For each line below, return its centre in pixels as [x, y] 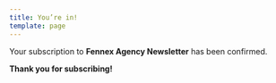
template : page [38, 26]
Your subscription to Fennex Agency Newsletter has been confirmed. [138, 51]
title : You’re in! [43, 17]
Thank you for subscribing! [61, 69]
